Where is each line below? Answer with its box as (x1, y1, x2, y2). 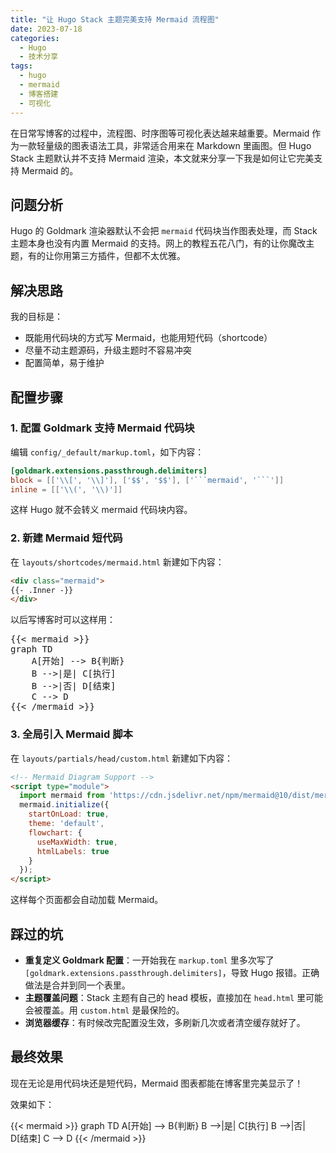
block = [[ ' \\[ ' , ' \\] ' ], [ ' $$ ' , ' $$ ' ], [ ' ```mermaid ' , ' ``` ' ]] (10, 475, 285, 485)
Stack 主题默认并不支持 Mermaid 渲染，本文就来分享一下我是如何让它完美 (10, 152, 315, 164)
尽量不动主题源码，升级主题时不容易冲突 (24, 344, 192, 356)
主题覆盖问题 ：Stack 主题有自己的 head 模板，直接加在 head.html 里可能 (24, 991, 324, 1003)
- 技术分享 (19, 52, 59, 62)
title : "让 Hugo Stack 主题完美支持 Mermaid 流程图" (10, 14, 220, 25)
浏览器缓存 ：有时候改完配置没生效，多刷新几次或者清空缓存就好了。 (24, 1016, 306, 1028)
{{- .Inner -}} (10, 585, 74, 595)
